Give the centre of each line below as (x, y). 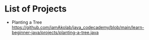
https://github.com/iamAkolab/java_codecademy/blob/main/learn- (78, 27)
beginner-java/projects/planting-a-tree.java (55, 32)
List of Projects (36, 9)
